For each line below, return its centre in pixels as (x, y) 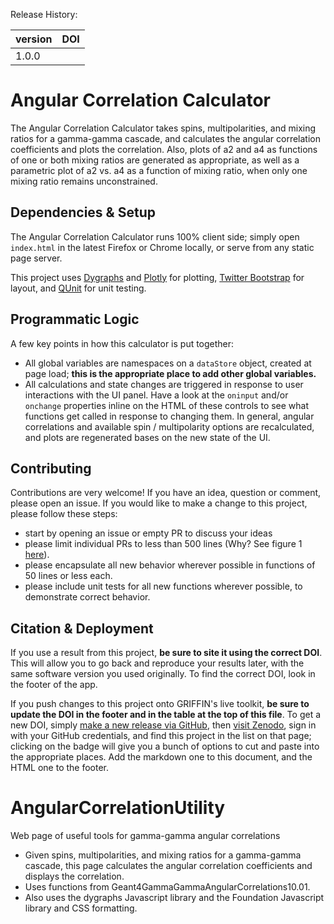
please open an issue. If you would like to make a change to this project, (159, 503)
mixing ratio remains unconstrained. (84, 181)
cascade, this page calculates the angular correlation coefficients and (168, 866)
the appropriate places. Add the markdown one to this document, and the (161, 757)
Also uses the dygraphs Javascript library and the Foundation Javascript (174, 898)
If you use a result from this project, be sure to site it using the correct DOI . (166, 653)
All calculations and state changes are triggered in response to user (164, 384)
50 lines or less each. (68, 576)
